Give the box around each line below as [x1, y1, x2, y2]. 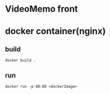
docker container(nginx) [5, 26, 106, 37]
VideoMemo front [5, 3, 78, 15]
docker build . [5, 58, 36, 63]
